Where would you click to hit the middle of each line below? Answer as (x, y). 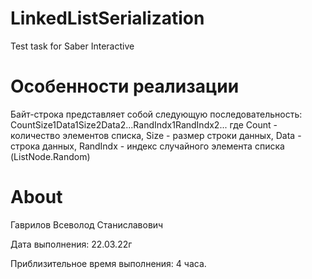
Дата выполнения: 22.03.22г (71, 244)
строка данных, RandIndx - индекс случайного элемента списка (147, 146)
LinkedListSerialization (107, 18)
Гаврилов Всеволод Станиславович (87, 224)
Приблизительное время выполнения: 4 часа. (108, 263)
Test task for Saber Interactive (72, 46)
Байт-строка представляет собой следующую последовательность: (156, 114)
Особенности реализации (125, 86)
